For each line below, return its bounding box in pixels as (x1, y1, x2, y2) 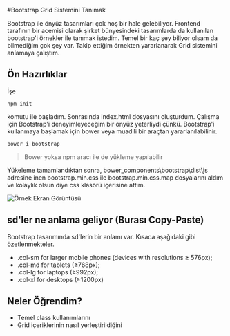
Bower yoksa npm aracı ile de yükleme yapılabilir (23, 152, 164, 161)
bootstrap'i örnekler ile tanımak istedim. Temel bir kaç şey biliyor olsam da (7, 34, 218, 42)
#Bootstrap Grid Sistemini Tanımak (7, 6, 106, 14)
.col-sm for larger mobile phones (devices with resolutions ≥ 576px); (17, 253, 213, 261)
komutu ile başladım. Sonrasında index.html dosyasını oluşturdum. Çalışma (7, 112, 220, 120)
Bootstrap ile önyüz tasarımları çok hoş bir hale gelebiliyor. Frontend (7, 19, 201, 27)
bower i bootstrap (7, 140, 60, 147)
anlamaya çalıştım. (7, 48, 60, 57)
